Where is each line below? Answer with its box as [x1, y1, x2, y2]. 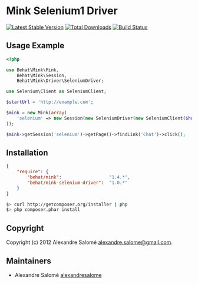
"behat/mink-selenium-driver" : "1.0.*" [27, 180, 128, 186]
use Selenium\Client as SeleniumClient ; [6, 88, 107, 95]
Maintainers [6, 256, 52, 266]
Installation [6, 147, 48, 157]
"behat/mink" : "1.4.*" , [27, 174, 131, 180]
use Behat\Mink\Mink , [6, 67, 60, 73]
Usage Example [6, 41, 65, 51]
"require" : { [16, 169, 49, 175]
